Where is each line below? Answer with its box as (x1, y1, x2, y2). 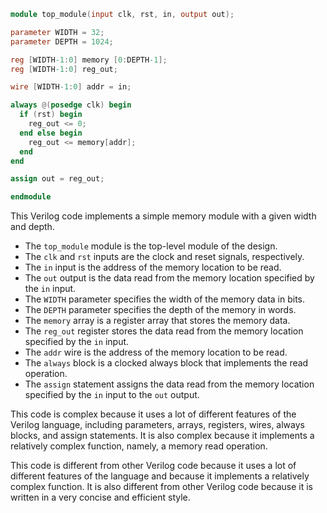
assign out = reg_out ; (10, 174, 105, 184)
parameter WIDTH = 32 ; (10, 27, 105, 37)
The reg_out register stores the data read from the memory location (24, 325, 304, 337)
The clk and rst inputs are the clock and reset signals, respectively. (24, 251, 305, 263)
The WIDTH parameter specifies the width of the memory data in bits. (24, 293, 306, 305)
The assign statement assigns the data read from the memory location (24, 378, 315, 390)
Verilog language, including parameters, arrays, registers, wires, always (10, 419, 305, 431)
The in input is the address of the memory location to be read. (24, 261, 282, 274)
